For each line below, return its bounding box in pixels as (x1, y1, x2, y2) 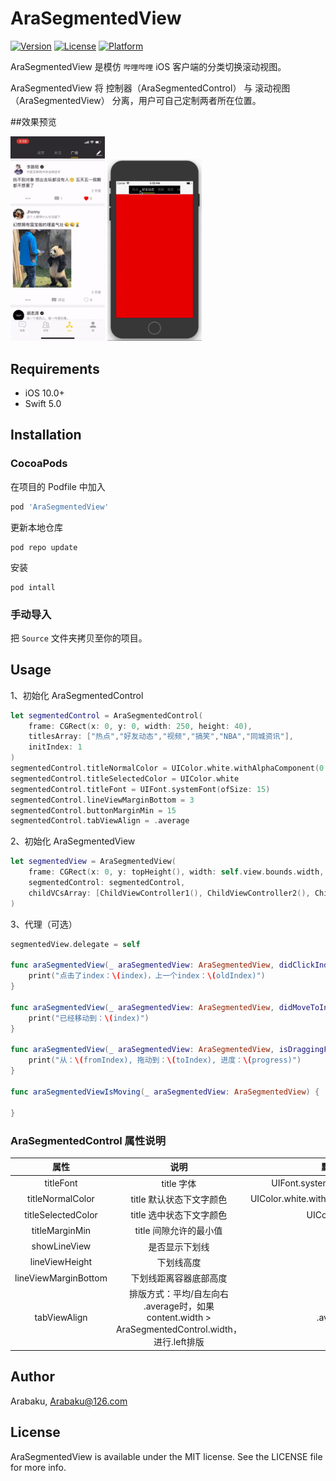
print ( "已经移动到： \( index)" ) (28, 1013, 150, 1023)
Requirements (10, 360, 100, 377)
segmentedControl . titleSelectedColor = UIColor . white (10, 773, 240, 784)
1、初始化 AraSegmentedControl (10, 689, 144, 701)
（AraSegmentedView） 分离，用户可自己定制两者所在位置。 (10, 94, 262, 106)
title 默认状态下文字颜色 (130, 1193, 228, 1205)
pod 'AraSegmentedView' (10, 502, 110, 512)
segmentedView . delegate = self (10, 939, 141, 949)
